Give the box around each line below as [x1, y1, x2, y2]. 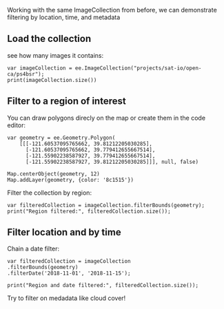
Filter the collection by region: [7, 189, 92, 197]
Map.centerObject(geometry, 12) [7, 170, 100, 178]
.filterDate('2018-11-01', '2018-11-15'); [7, 270, 131, 277]
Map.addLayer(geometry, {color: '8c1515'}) [7, 176, 134, 183]
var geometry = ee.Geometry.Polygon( [7, 134, 116, 141]
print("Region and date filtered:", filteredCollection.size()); [7, 282, 198, 289]
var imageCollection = [7, 65, 72, 72]
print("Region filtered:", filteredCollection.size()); [7, 208, 171, 215]
